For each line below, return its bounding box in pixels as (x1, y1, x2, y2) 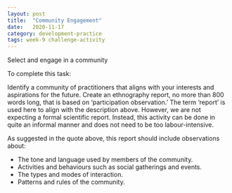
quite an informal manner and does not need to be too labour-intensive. (7, 120, 214, 129)
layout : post (7, 10, 46, 18)
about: (7, 142, 26, 150)
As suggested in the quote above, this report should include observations (7, 135, 220, 143)
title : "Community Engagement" (7, 17, 102, 24)
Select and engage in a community (7, 56, 108, 64)
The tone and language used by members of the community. (17, 156, 193, 164)
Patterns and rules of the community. (17, 178, 125, 187)
